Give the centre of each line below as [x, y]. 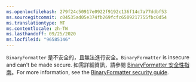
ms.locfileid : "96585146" [38, 40]
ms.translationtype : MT [36, 23]
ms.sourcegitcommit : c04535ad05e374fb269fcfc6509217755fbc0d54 [87, 17]
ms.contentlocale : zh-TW [37, 28]
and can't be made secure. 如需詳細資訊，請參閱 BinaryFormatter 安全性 [95, 65]
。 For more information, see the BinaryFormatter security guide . [90, 72]
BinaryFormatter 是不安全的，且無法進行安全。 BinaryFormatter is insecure [98, 57]
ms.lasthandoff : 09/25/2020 [41, 34]
